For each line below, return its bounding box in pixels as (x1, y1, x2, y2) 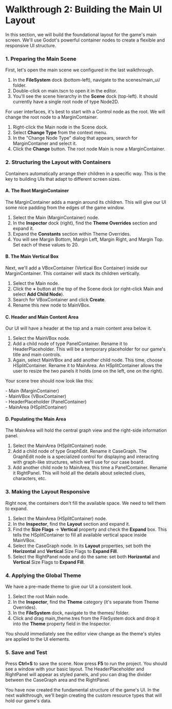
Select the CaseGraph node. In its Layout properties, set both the (12, 543, 151, 549)
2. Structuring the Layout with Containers (5, 159, 111, 166)
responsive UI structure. (5, 42, 56, 48)
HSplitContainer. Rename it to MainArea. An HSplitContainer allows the (12, 362, 163, 369)
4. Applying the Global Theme (5, 571, 81, 579)
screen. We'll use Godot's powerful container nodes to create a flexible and (5, 37, 165, 43)
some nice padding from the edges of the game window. (5, 204, 125, 210)
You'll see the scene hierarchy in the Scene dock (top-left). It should (12, 93, 158, 100)
